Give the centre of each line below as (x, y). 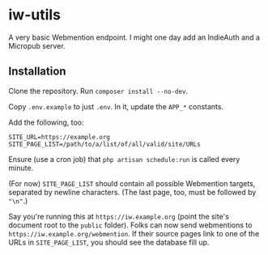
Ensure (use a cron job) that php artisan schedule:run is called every (124, 159)
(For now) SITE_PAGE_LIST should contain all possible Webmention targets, (132, 183)
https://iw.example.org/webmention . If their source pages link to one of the (134, 233)
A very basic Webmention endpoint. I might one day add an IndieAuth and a (134, 37)
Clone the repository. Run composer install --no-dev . (98, 91)
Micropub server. (37, 45)
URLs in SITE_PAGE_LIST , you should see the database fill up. (109, 242)
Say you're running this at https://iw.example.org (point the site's (119, 216)
